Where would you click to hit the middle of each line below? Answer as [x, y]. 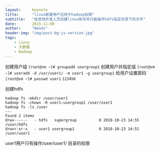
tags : [11, 38]
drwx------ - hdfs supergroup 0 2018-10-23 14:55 [72, 120]
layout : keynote [27, 10]
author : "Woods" [27, 28]
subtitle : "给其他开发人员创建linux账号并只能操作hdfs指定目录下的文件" [76, 19]
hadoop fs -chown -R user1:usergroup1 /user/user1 [59, 102]
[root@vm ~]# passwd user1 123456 [40, 79]
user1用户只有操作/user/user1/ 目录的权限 [48, 143]
